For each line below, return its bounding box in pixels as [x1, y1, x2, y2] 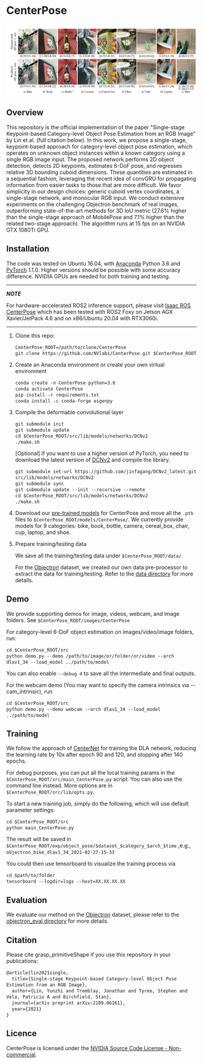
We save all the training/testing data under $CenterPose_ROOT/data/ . [14, 552, 183, 559]
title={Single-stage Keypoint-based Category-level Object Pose [11, 976, 177, 982]
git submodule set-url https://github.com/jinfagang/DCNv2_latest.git [14, 469, 197, 475]
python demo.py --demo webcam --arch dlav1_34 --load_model [6, 706, 161, 713]
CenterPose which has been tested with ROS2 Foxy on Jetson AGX [6, 308, 173, 315]
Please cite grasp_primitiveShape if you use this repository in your [6, 950, 171, 958]
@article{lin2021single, [6, 970, 69, 976]
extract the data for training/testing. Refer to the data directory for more [14, 570, 193, 577]
